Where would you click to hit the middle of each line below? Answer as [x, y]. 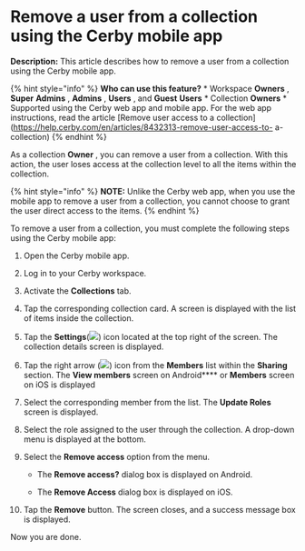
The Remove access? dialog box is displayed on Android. [145, 474]
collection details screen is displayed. [93, 346]
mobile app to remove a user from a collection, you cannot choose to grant [150, 201]
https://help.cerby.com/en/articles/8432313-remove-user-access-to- [143, 127]
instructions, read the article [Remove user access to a [113, 117]
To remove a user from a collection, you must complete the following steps [150, 228]
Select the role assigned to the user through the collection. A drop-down [159, 429]
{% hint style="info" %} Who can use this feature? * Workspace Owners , [150, 88]
